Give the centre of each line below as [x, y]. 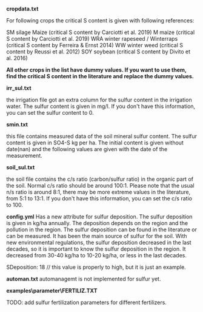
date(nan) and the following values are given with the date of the [87, 149]
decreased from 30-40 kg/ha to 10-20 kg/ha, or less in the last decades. [96, 255]
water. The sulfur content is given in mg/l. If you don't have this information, [101, 106]
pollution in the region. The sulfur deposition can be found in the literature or [102, 229]
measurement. [24, 155]
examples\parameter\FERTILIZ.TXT [52, 290]
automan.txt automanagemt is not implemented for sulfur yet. [84, 279]
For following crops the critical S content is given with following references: [100, 20]
